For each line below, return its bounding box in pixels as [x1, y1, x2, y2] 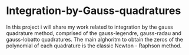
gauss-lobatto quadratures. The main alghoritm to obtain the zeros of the [6, 36, 184, 43]
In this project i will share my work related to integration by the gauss [6, 23, 174, 30]
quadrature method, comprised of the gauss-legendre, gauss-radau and [6, 29, 181, 36]
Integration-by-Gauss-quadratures [6, 4, 181, 18]
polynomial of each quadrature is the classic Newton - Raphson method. [6, 42, 182, 49]
